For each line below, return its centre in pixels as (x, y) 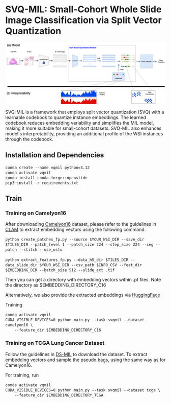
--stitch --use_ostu (40, 250)
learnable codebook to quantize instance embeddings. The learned (76, 117)
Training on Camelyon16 (36, 213)
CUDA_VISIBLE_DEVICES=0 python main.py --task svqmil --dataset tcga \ (83, 390)
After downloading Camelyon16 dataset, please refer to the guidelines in (81, 224)
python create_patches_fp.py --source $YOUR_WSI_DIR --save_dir (75, 240)
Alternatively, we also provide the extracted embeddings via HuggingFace (83, 295)
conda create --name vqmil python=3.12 (48, 168)
